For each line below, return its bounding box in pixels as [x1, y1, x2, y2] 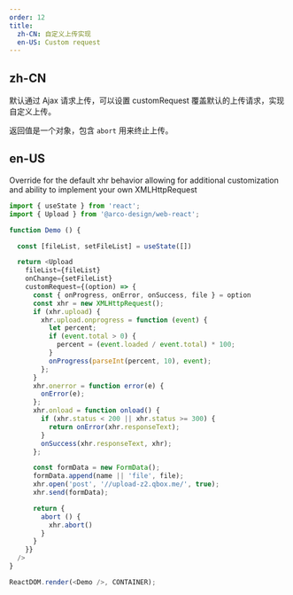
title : [9, 21, 34, 30]
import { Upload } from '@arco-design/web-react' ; [9, 209, 200, 218]
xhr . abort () [48, 521, 93, 529]
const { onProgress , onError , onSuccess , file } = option [32, 290, 251, 300]
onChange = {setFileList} [25, 274, 113, 284]
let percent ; [48, 324, 97, 333]
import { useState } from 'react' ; [9, 201, 141, 210]
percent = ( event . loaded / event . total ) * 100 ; [56, 341, 236, 349]
